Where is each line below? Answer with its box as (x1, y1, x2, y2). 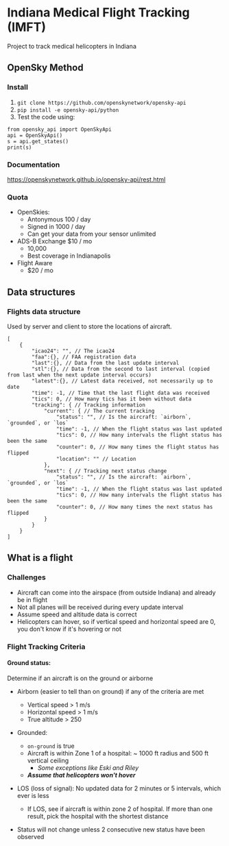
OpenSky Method (7, 62, 84, 73)
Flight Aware (16, 259, 53, 267)
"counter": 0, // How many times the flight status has (56, 444, 219, 450)
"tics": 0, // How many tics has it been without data (32, 396, 192, 402)
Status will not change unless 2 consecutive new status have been (16, 825, 206, 834)
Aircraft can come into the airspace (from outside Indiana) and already (16, 588, 216, 596)
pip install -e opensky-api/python (16, 106, 119, 114)
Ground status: (7, 659, 51, 667)
